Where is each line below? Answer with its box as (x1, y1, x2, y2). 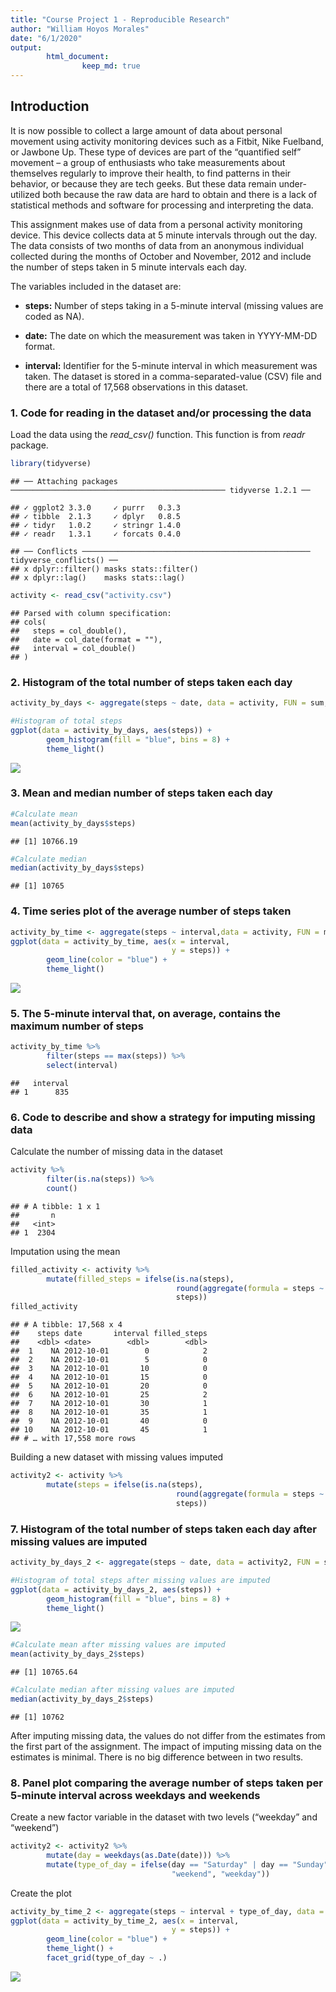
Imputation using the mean (10, 1245, 121, 1257)
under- (278, 177, 307, 190)
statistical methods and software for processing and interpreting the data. (10, 199, 314, 211)
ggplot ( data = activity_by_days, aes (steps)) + (10, 725, 213, 735)
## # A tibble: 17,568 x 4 (10, 1320, 123, 1330)
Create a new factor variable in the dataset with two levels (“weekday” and (10, 1811, 318, 1823)
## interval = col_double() (10, 643, 137, 653)
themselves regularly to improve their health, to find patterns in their (10, 167, 292, 179)
